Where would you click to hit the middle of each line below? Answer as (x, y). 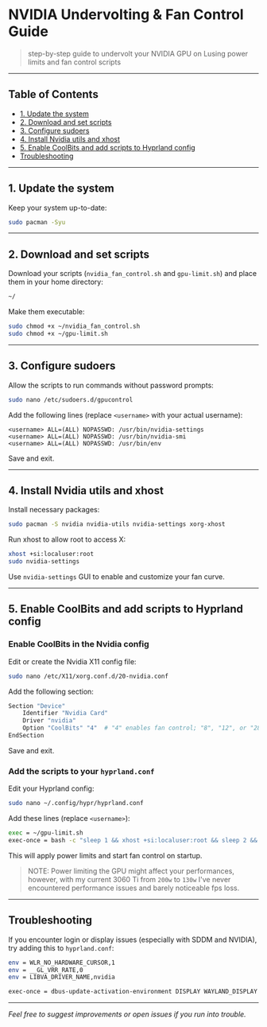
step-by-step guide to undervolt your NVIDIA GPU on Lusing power (138, 53)
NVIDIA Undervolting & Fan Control (126, 15)
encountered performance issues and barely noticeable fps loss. (133, 888)
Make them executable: (46, 312)
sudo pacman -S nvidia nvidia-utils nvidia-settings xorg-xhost (117, 524)
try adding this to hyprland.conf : (61, 947)
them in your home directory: (56, 282)
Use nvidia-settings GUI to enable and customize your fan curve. (116, 577)
